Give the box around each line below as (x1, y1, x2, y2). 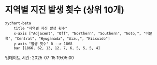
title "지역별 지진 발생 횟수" (14, 26, 68, 31)
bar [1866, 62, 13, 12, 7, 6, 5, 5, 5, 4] (14, 46, 100, 50)
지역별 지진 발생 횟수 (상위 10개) (5, 4, 125, 16)
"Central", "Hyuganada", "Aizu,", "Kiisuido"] (14, 36, 110, 41)
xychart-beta (5, 20, 31, 26)
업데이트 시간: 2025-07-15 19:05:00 (5, 54, 74, 61)
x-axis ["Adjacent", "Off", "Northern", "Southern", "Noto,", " (14, 31, 146, 36)
